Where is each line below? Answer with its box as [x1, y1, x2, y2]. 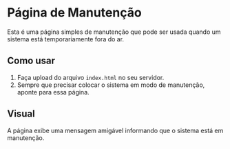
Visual [7, 108, 36, 120]
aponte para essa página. [17, 88, 90, 96]
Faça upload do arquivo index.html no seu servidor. [17, 73, 165, 81]
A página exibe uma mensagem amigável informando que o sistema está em [7, 126, 224, 135]
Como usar [7, 55, 56, 67]
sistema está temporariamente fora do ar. [7, 34, 125, 43]
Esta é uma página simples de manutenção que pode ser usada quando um [7, 28, 222, 36]
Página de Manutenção [7, 5, 143, 21]
